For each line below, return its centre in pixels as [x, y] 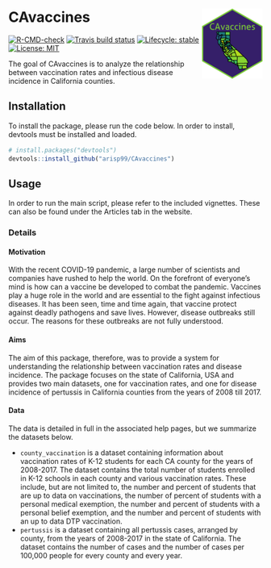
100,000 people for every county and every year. [101, 555]
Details [23, 232]
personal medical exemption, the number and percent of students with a [140, 503]
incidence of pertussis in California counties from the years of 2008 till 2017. [135, 392]
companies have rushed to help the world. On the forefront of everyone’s [129, 278]
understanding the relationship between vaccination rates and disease [125, 366]
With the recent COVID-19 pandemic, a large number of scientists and [124, 269]
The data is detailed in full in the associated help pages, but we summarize [132, 428]
